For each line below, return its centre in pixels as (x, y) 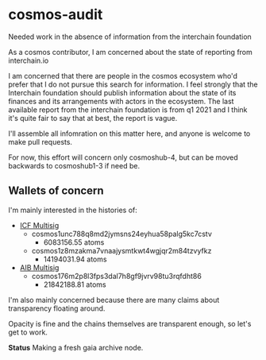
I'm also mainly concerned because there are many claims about (114, 300)
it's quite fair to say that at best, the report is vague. (93, 118)
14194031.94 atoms (75, 259)
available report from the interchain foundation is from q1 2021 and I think (128, 110)
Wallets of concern (56, 191)
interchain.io (29, 60)
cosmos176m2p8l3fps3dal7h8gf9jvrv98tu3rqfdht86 (117, 276)
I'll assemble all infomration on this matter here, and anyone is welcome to (129, 134)
